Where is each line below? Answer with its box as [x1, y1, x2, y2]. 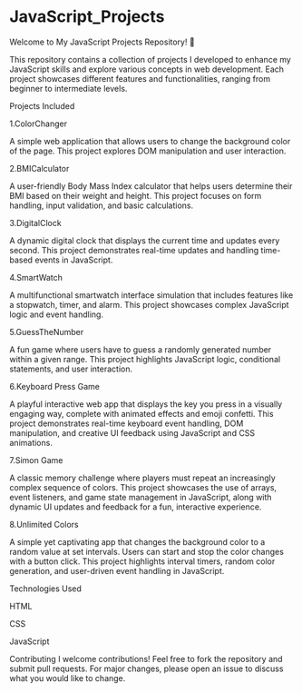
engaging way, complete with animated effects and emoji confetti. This [9, 408, 274, 419]
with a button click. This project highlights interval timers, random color [9, 556, 276, 567]
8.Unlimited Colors [9, 519, 79, 530]
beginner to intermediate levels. [9, 83, 128, 94]
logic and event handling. [9, 309, 104, 320]
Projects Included [9, 100, 75, 111]
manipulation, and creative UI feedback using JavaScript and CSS [9, 427, 256, 438]
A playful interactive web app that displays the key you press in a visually [9, 398, 283, 410]
